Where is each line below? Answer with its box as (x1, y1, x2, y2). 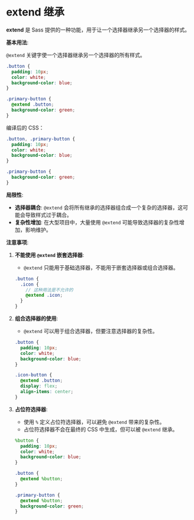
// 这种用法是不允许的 (25, 287, 73, 293)
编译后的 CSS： (6, 124, 44, 131)
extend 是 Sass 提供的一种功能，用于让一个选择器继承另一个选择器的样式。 (6, 26, 190, 33)
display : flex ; (20, 383, 58, 389)
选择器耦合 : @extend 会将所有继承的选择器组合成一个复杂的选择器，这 (14, 204, 183, 211)
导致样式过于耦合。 (25, 211, 72, 218)
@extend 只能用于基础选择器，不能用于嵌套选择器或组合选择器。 (23, 264, 179, 271)
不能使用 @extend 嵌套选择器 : (14, 251, 85, 258)
